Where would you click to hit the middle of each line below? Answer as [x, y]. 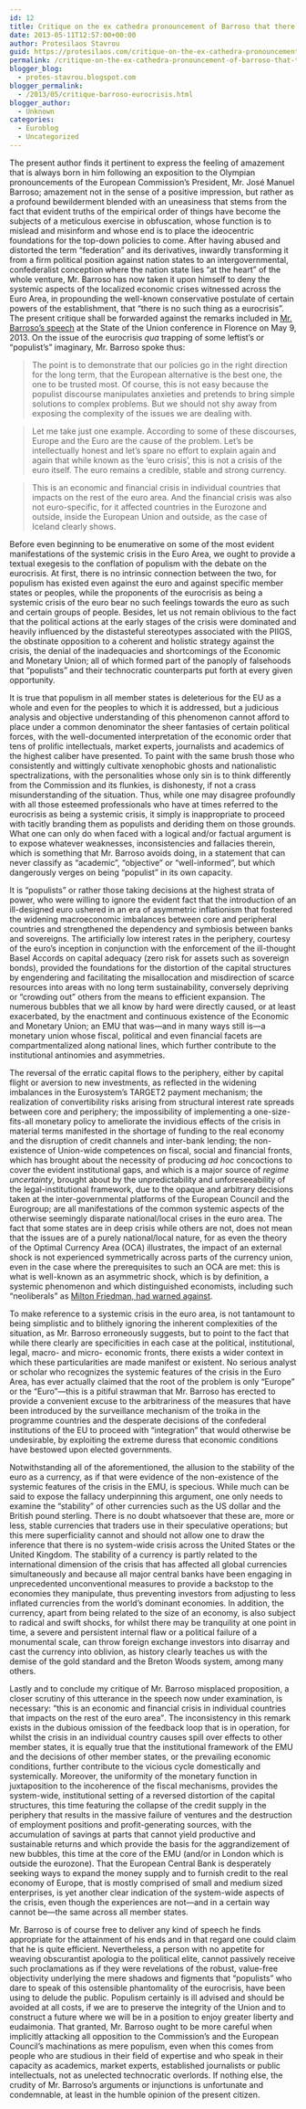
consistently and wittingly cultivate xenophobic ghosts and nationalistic [143, 765]
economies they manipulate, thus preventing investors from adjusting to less [153, 1593]
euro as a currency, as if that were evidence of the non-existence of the [144, 1477]
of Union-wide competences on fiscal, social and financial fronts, [170, 1150]
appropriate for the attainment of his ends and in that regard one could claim [153, 1939]
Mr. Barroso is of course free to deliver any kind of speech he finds [135, 1929]
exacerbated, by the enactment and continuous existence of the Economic [149, 1016]
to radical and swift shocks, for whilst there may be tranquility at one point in [153, 1622]
